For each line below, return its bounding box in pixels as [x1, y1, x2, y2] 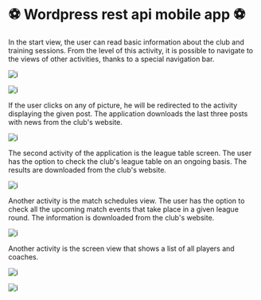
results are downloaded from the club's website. [8, 165, 167, 174]
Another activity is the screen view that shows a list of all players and [8, 244, 235, 253]
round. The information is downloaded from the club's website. [8, 212, 215, 222]
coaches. [8, 251, 39, 262]
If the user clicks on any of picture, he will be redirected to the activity [8, 100, 238, 110]
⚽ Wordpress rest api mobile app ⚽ [8, 6, 246, 24]
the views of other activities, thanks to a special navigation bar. [8, 54, 215, 64]
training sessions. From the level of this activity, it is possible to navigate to [8, 45, 253, 55]
